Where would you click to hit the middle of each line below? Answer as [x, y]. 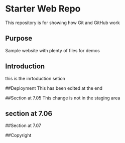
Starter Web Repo [43, 9]
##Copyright [18, 135]
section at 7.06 [29, 113]
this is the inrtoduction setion [35, 78]
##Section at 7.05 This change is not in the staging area [63, 98]
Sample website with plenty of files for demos [53, 50]
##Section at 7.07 [23, 125]
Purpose [19, 38]
